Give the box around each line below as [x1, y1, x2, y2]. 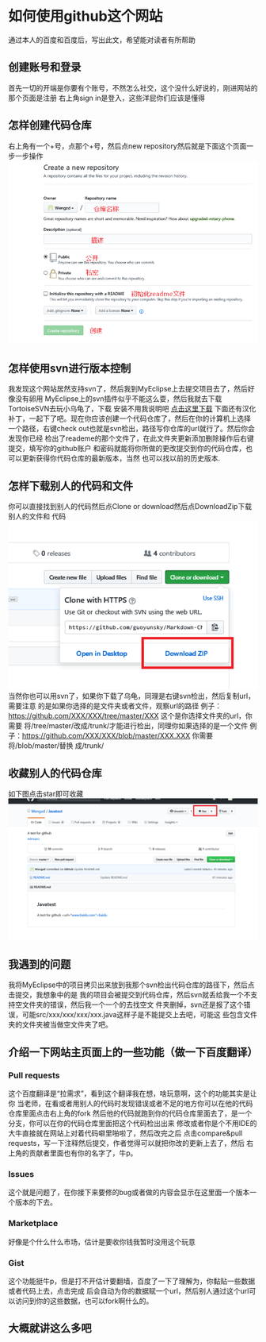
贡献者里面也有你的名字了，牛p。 [28, 1148, 138, 1158]
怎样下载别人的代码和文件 [8, 479, 133, 492]
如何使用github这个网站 [8, 7, 164, 25]
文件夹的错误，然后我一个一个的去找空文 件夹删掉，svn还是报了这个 [21, 1000, 244, 1009]
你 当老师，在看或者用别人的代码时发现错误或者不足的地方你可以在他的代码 [8, 1099, 253, 1109]
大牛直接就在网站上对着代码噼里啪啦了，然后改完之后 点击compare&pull [8, 1128, 243, 1138]
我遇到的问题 [8, 958, 71, 971]
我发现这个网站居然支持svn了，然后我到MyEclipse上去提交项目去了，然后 [8, 384, 248, 394]
